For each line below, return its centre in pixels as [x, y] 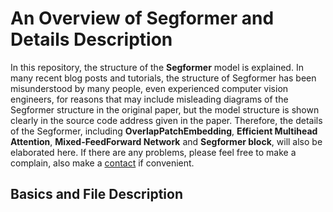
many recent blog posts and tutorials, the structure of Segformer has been [163, 78]
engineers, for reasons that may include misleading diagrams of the [149, 99]
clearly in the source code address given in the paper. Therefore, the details [166, 120]
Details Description [91, 39]
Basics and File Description [96, 194]
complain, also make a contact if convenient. [102, 163]
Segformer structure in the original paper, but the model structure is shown [165, 109]
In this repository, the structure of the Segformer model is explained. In [157, 67]
